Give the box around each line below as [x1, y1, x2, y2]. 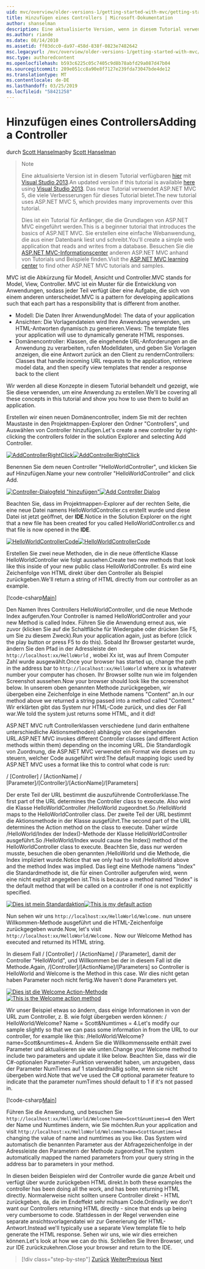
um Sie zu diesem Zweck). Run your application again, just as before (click [6, 632, 192, 639]
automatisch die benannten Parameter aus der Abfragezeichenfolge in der [6, 1140, 193, 1148]
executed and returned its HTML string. [6, 938, 106, 946]
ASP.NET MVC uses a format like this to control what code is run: [6, 760, 170, 768]
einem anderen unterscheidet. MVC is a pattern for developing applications [6, 293, 194, 301]
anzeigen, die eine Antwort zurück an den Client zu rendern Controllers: [15, 350, 195, 358]
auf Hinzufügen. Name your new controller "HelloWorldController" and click [6, 470, 195, 477]
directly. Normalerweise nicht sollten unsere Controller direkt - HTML [6, 1191, 180, 1199]
